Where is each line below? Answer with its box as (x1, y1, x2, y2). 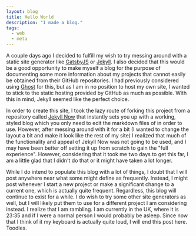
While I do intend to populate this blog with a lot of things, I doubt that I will (6, 168, 187, 175)
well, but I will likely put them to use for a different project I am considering (6, 200, 187, 206)
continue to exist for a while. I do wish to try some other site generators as (6, 193, 187, 200)
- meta (11, 36, 28, 42)
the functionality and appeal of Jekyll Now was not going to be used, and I (6, 139, 187, 145)
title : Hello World (6, 14, 54, 20)
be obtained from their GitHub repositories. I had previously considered (6, 77, 180, 84)
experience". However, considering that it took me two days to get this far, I (6, 151, 188, 157)
